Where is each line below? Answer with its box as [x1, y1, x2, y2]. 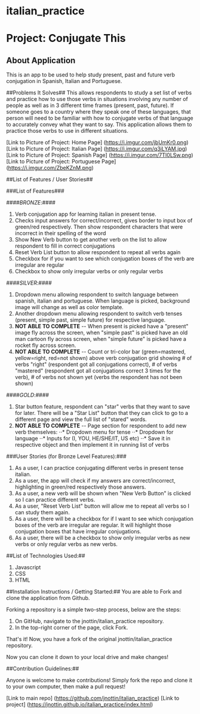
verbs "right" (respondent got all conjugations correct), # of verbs [14, 361, 177, 368]
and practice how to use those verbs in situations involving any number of [6, 96, 188, 103]
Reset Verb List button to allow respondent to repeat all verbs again [14, 249, 181, 256]
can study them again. [14, 509, 70, 516]
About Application [6, 55, 76, 65]
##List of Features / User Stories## [6, 176, 93, 183]
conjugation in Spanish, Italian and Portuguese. [6, 78, 122, 85]
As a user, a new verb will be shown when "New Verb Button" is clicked [14, 490, 191, 497]
